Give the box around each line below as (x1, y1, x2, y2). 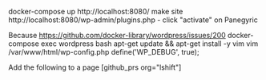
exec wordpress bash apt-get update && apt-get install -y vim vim (41, 39, 259, 48)
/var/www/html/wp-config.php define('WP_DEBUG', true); (8, 48, 199, 56)
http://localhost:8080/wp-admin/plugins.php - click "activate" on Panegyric (8, 15, 258, 25)
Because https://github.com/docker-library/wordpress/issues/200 (8, 31, 226, 40)
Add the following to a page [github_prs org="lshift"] (8, 63, 182, 72)
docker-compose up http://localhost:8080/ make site (8, 7, 183, 16)
